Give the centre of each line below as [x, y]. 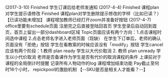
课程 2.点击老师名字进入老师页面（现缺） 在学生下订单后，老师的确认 [90, 38]
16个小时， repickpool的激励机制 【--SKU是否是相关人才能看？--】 [78, 69]
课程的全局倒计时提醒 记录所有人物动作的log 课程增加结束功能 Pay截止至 [80, 63]
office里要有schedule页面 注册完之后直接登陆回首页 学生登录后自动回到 [79, 26]
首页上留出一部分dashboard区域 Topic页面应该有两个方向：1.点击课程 [86, 32]
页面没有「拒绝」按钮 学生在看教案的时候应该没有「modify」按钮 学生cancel [84, 44]
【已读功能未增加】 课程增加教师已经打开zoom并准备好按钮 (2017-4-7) [78, 20]
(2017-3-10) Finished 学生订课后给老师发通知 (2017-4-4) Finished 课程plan [82, 7]
